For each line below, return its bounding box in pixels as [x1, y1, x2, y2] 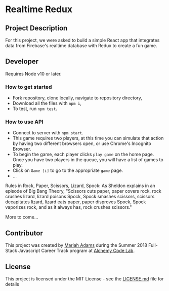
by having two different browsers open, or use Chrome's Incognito [12, 140, 152, 147]
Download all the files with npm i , [12, 100, 82, 106]
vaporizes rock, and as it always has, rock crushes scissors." [5, 204, 133, 210]
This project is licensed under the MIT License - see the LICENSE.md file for [5, 276, 164, 282]
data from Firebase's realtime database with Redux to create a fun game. [5, 43, 158, 49]
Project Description [5, 24, 68, 32]
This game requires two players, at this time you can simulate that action [12, 135, 164, 141]
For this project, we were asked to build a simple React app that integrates [5, 37, 160, 43]
